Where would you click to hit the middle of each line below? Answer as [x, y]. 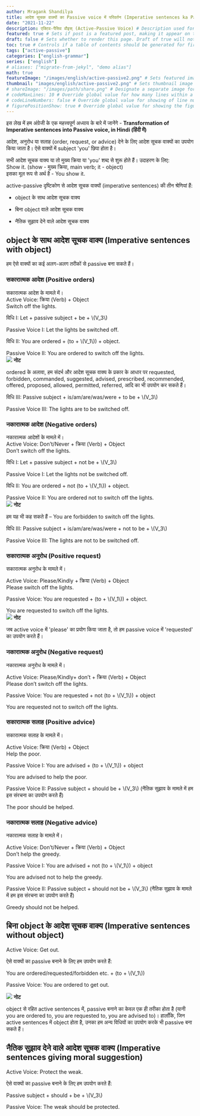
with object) [29, 249]
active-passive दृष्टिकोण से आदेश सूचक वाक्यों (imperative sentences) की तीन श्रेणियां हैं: [99, 185]
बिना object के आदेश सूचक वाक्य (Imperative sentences [98, 926]
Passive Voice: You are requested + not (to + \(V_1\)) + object [81, 695]
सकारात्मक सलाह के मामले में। [35, 735]
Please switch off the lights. [40, 587]
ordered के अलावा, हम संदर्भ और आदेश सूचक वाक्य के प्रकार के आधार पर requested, [91, 372]
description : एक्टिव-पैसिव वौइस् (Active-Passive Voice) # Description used [95, 28]
